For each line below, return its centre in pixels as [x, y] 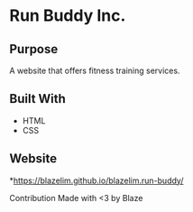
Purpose [34, 49]
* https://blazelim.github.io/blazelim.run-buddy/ [96, 180]
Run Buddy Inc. [68, 16]
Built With [37, 99]
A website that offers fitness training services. [95, 70]
